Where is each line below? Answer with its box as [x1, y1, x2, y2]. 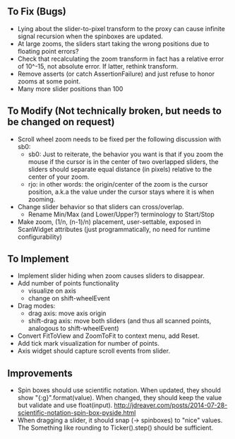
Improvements [7, 367, 73, 379]
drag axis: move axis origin [28, 309, 107, 317]
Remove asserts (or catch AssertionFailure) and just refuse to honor [17, 69, 215, 78]
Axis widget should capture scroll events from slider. [17, 346, 171, 356]
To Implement [7, 253, 69, 265]
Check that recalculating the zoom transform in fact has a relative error [17, 54, 224, 63]
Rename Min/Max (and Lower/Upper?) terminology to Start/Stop [28, 210, 215, 218]
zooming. [28, 194, 56, 204]
